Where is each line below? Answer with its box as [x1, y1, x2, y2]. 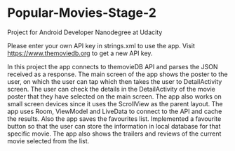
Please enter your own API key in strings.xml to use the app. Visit [7, 41, 195, 50]
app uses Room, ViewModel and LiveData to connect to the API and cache [7, 107, 222, 115]
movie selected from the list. [7, 136, 90, 145]
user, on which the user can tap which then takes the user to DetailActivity [7, 77, 222, 85]
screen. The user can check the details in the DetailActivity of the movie [7, 85, 215, 93]
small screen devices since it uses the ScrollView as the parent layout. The [7, 99, 223, 108]
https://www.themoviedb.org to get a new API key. [7, 49, 153, 57]
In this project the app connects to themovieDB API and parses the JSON [7, 62, 219, 71]
